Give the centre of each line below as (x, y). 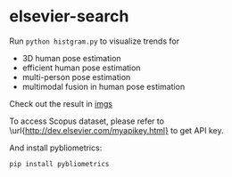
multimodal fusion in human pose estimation (104, 86)
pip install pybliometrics (59, 164)
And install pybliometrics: (56, 148)
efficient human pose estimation (81, 68)
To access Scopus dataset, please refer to (87, 121)
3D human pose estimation (72, 58)
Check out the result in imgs (61, 103)
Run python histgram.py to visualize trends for (95, 41)
